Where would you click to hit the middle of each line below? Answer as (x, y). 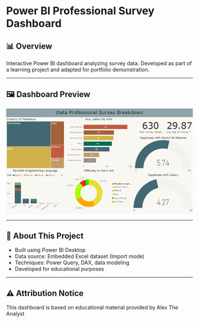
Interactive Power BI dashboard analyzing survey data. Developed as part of (99, 63)
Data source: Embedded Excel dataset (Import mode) (80, 257)
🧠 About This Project (45, 236)
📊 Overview (29, 46)
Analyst (15, 314)
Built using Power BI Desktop (50, 250)
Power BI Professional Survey (81, 11)
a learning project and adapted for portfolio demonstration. (78, 70)
